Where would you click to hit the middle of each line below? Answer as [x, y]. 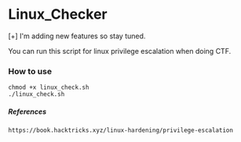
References [27, 112]
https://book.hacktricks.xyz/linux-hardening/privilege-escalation [121, 130]
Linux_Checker [58, 14]
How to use [30, 71]
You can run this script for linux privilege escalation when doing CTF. [120, 51]
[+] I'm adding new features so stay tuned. [77, 36]
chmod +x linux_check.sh [49, 87]
